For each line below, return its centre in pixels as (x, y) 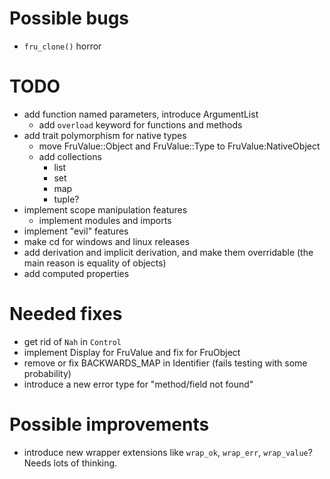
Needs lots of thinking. (70, 463)
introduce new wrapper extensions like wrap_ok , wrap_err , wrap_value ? (168, 452)
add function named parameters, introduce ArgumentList (141, 114)
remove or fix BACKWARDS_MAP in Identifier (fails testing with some (165, 363)
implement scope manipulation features (105, 209)
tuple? (66, 199)
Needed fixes (66, 314)
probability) (47, 373)
